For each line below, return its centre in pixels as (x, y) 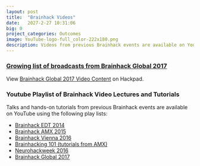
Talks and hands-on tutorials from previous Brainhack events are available (97, 107)
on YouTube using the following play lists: (57, 113)
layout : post (22, 12)
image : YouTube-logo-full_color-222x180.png (62, 39)
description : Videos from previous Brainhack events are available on (96, 45)
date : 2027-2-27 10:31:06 (41, 23)
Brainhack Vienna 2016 (43, 138)
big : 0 (14, 28)
